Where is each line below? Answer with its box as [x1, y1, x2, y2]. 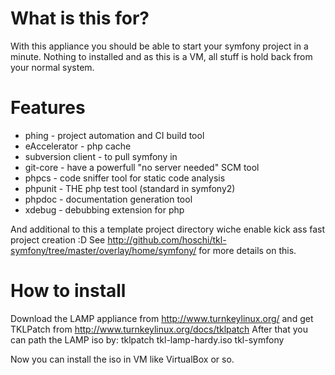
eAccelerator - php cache [24, 140, 132, 152]
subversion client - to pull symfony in [24, 150, 178, 162]
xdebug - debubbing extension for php [24, 203, 185, 216]
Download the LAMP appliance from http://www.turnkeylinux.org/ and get [10, 312, 314, 324]
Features [10, 97, 86, 119]
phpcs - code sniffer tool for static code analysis [24, 172, 226, 184]
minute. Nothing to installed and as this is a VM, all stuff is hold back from [10, 50, 313, 62]
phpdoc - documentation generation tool [24, 193, 193, 205]
